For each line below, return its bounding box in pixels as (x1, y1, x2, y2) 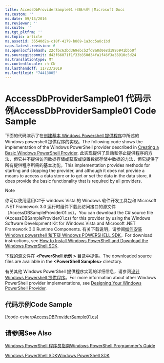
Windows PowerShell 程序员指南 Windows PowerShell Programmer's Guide (5, 343, 155, 349)
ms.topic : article (5, 35, 42, 39)
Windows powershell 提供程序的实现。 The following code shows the (5, 138, 143, 144)
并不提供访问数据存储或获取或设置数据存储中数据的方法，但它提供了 (21, 156, 159, 162)
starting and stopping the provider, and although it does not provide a (5, 168, 145, 173)
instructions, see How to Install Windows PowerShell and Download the (5, 237, 148, 244)
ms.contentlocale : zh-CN (5, 61, 56, 66)
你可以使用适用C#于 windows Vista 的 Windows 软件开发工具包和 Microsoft (5, 197, 157, 203)
